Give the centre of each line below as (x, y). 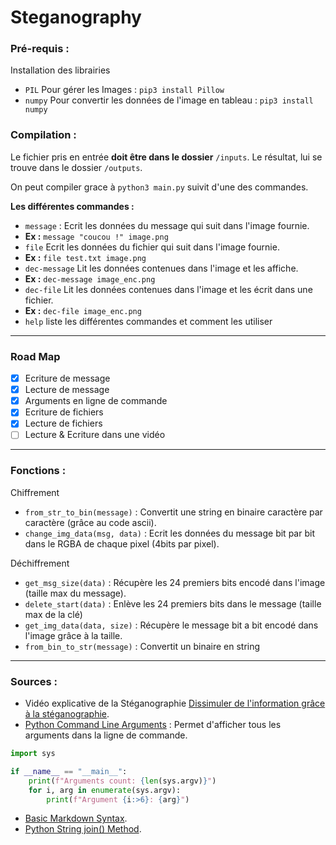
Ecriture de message (67, 378)
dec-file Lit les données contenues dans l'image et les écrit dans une (168, 289)
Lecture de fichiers (63, 423)
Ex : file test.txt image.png (85, 257)
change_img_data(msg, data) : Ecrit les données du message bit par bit (169, 533)
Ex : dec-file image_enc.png (83, 310)
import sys (33, 754)
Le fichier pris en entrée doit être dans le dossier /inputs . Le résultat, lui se (166, 157)
